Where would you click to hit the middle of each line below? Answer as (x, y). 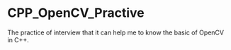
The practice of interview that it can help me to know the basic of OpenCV (116, 32)
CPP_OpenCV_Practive (76, 13)
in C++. (18, 39)
